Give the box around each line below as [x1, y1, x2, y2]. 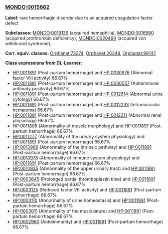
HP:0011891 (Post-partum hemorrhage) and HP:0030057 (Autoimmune [12, 80, 159, 86]
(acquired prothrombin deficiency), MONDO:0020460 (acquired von [5, 35, 146, 41]
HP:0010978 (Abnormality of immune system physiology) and [12, 155, 140, 161]
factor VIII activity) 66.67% [12, 75, 68, 81]
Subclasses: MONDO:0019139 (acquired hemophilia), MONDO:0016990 [5, 30, 154, 36]
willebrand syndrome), [5, 41, 52, 47]
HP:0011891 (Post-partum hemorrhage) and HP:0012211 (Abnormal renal [12, 112, 162, 118]
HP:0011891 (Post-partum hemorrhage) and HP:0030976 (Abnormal [12, 70, 153, 76]
